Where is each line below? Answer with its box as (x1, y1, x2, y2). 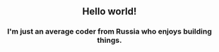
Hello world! (82, 6, 137, 18)
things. (97, 35, 122, 45)
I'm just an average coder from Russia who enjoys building (7, 27, 212, 37)
